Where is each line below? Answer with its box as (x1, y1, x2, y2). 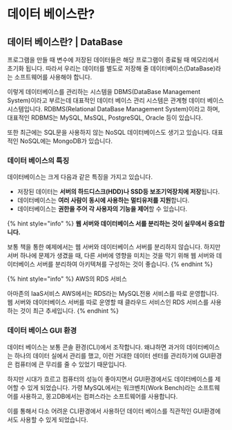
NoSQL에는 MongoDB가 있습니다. (19, 137, 113, 145)
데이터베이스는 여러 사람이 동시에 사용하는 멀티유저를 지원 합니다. (17, 196, 190, 205)
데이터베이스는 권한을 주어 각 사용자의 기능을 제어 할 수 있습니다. (17, 205, 188, 213)
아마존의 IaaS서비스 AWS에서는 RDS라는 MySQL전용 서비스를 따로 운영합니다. (7, 290, 219, 298)
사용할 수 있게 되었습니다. (19, 415, 88, 424)
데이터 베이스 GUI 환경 (7, 326, 77, 335)
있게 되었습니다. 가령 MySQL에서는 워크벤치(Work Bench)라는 (27, 383, 196, 391)
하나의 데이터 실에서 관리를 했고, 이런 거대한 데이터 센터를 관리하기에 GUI (14, 351, 211, 359)
